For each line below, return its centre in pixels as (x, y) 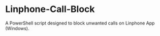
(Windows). (17, 28)
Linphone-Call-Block (50, 9)
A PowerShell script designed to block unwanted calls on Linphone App (80, 23)
